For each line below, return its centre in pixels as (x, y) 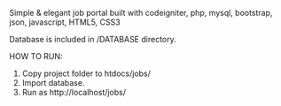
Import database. (53, 83)
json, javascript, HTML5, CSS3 (65, 22)
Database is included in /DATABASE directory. (93, 39)
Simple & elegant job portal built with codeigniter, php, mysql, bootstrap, (141, 13)
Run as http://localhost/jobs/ (74, 92)
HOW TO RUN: (36, 56)
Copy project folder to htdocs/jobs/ (86, 73)
